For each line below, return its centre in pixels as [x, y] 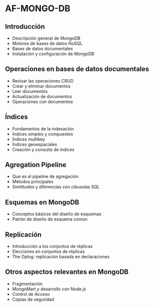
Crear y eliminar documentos [41, 86]
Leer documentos [30, 91]
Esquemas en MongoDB [42, 202]
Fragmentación [27, 284]
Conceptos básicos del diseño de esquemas [57, 214]
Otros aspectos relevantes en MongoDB [67, 272]
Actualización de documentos [42, 96]
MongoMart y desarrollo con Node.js [49, 289]
